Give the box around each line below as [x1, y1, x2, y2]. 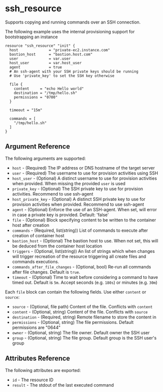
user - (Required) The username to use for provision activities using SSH [12, 170, 159, 176]
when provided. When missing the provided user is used [12, 180, 126, 186]
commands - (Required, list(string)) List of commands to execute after [12, 227, 148, 233]
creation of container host [12, 232, 64, 238]
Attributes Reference [5, 354, 70, 363]
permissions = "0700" [14, 95, 58, 99]
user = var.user [9, 56, 71, 61]
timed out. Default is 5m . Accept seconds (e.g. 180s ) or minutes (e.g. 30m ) [12, 279, 158, 285]
